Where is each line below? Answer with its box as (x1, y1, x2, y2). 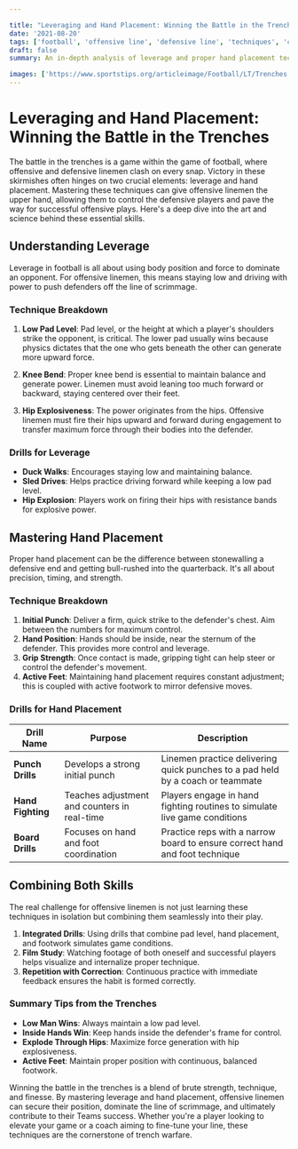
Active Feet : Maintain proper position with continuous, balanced (21, 1055, 257, 1066)
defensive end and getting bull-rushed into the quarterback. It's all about (9, 563, 275, 574)
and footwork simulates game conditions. (21, 938, 174, 948)
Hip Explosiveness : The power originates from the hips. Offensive (21, 405, 264, 416)
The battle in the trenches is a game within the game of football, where (9, 156, 268, 167)
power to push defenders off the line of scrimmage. (9, 281, 198, 291)
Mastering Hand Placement (9, 530, 164, 545)
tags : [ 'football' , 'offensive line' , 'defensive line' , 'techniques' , (9, 37, 279, 46)
